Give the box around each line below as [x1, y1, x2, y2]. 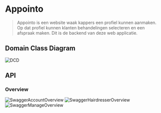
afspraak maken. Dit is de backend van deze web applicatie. [17, 30, 138, 36]
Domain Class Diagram [5, 44, 75, 52]
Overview [5, 86, 29, 93]
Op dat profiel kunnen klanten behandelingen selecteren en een [17, 24, 145, 30]
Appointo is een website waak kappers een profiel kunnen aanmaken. [17, 20, 157, 25]
